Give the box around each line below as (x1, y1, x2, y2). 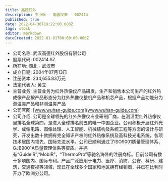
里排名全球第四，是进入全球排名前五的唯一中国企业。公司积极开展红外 (12, 119, 159, 125)
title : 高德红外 (5, 7, 36, 13)
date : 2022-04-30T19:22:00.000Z (5, 21, 73, 27)
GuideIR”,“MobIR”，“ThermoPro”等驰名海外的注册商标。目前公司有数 (19, 151, 162, 157)
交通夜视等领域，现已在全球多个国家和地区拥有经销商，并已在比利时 (21, 164, 163, 170)
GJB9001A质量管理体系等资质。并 (12, 145, 84, 151)
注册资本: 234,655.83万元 (12, 75, 66, 81)
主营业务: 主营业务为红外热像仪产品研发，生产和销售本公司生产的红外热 (12, 88, 161, 94)
